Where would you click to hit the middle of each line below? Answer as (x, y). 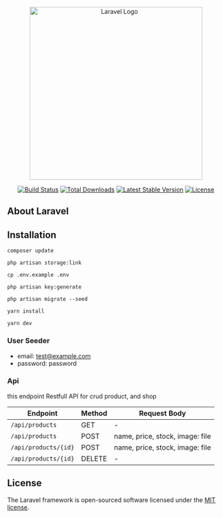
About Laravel (38, 211)
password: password (47, 363)
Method (94, 413)
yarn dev (20, 324)
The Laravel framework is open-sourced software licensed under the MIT (111, 500)
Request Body (163, 413)
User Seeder (29, 341)
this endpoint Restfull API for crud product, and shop (82, 396)
